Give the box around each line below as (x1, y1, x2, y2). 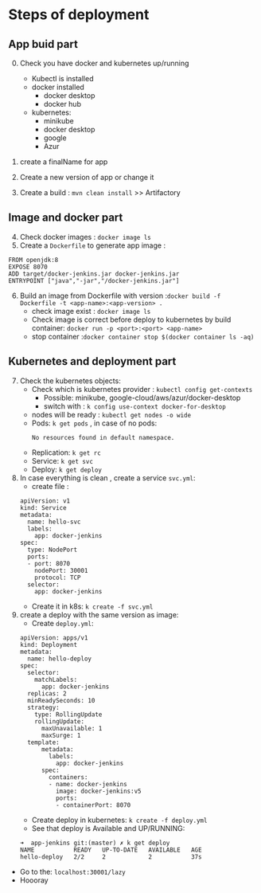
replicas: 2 (27, 689, 67, 698)
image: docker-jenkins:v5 (55, 787, 142, 795)
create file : (31, 481, 69, 491)
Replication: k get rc (31, 448, 101, 457)
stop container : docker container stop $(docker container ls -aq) (31, 331, 255, 341)
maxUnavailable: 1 (41, 724, 103, 732)
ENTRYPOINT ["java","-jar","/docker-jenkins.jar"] (8, 276, 180, 284)
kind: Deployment (19, 640, 78, 648)
